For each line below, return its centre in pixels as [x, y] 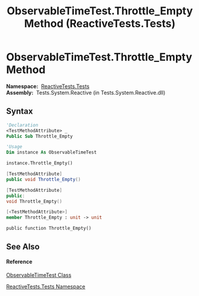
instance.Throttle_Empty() [40, 163]
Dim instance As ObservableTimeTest [51, 152]
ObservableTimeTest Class [39, 275]
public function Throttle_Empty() [49, 228]
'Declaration [22, 125]
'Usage [14, 147]
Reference [19, 262]
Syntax [20, 111]
